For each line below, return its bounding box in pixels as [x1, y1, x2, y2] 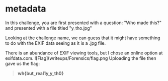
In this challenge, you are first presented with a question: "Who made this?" [5, 20, 162, 26]
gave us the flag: [5, 60, 40, 66]
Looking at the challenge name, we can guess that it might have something [5, 35, 160, 41]
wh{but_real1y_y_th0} [17, 70, 64, 76]
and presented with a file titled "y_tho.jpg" [5, 25, 92, 31]
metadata [5, 3, 46, 15]
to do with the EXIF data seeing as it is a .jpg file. [5, 40, 106, 46]
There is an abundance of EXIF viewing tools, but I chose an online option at [5, 50, 163, 56]
